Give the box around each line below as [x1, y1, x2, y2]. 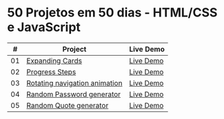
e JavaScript [7, 19, 81, 35]
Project [62, 44, 87, 54]
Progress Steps [26, 67, 77, 76]
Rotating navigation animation [26, 78, 123, 87]
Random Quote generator [26, 100, 109, 110]
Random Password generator [26, 89, 121, 99]
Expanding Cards [26, 56, 83, 65]
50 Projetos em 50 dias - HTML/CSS [7, 5, 218, 21]
